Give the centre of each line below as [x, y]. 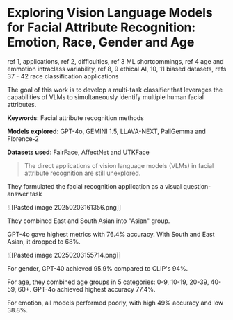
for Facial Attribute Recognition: [102, 27]
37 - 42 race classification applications [63, 76]
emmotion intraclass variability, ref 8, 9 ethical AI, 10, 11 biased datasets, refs [117, 69]
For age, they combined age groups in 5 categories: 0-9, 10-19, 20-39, [108, 282]
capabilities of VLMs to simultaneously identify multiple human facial [105, 97]
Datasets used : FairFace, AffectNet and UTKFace [78, 152]
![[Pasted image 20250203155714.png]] [64, 255]
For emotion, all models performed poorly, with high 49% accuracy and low [115, 303]
